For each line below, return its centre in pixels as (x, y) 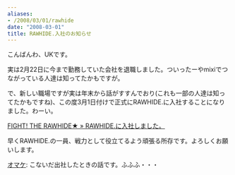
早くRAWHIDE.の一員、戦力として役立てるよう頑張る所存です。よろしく (112, 141)
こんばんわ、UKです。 (40, 54)
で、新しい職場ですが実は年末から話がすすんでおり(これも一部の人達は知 (113, 93)
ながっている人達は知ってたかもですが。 (66, 78)
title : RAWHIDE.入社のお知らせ (49, 34)
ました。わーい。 (32, 111)
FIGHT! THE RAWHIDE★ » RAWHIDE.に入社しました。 (86, 126)
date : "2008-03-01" (36, 27)
